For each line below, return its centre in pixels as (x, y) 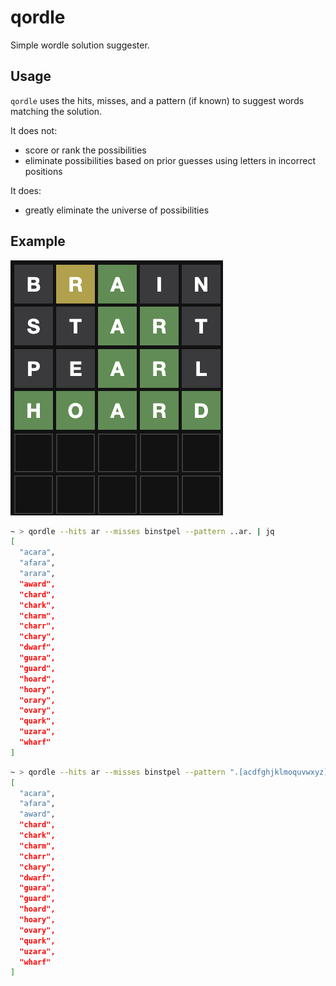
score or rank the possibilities (85, 150)
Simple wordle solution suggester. (80, 45)
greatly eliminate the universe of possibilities (117, 210)
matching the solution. (56, 111)
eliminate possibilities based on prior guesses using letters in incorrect (170, 160)
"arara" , (37, 574)
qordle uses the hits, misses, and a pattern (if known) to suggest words (157, 100)
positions (43, 171)
